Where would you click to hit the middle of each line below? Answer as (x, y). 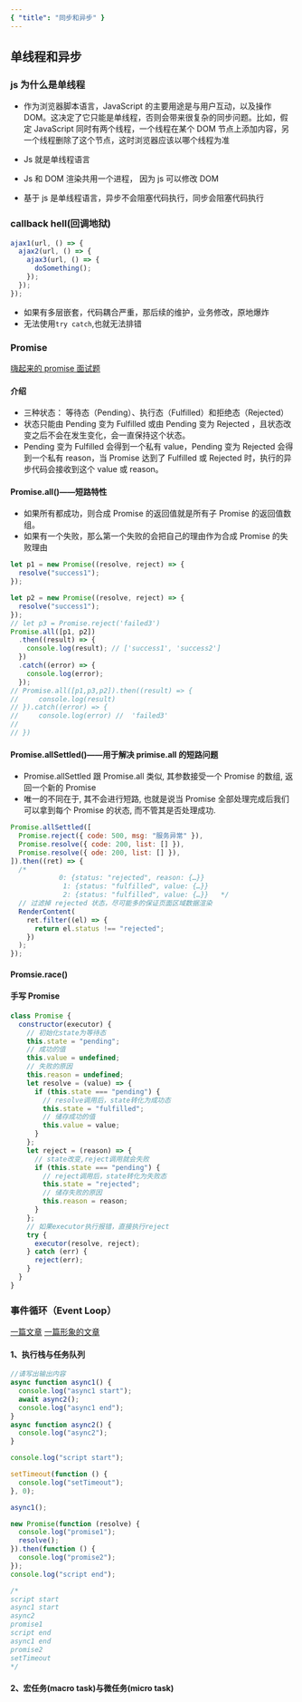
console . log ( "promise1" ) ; (67, 1533)
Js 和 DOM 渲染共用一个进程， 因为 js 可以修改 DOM (121, 179)
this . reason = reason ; (85, 1202)
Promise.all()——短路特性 (59, 491)
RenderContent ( (47, 912)
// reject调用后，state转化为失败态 (105, 1176)
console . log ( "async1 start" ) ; (75, 1391)
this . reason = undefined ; (75, 1075)
